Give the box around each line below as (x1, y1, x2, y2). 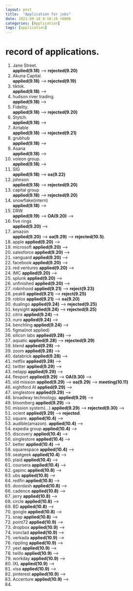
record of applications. (5, 46, 100, 58)
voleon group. (12, 156, 41, 162)
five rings (12, 218, 32, 224)
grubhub (12, 135, 30, 141)
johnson (12, 177, 29, 183)
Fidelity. (12, 104, 29, 110)
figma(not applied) (12, 327, 50, 333)
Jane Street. (12, 63, 37, 68)
